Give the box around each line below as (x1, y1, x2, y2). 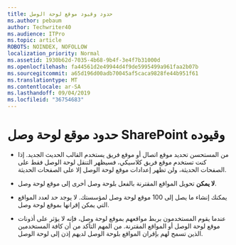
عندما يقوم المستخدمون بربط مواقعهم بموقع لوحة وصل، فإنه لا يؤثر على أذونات (17, 214, 226, 222)
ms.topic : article (7, 37, 62, 44)
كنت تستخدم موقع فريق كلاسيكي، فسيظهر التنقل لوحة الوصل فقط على (17, 158, 207, 166)
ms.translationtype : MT (7, 76, 78, 84)
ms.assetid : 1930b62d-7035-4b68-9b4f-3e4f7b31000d (7, 57, 161, 64)
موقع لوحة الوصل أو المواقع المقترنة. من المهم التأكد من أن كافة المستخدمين (17, 222, 220, 230)
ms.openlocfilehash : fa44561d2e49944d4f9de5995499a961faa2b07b (7, 63, 199, 70)
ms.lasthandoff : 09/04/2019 (7, 89, 91, 97)
